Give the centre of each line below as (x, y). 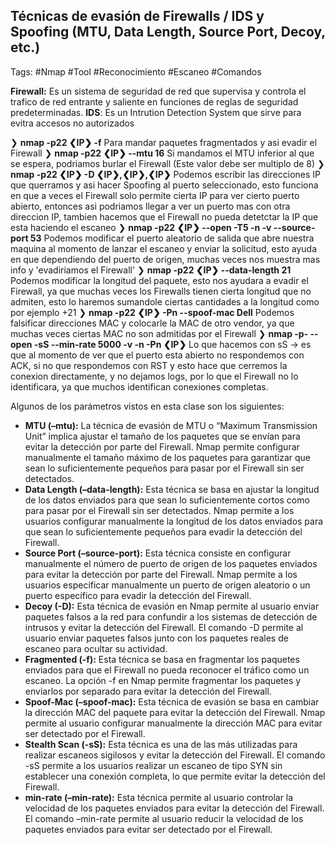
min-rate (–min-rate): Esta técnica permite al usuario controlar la (159, 797)
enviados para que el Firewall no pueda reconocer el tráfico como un (167, 670)
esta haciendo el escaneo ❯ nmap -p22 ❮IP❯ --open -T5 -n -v (141, 227)
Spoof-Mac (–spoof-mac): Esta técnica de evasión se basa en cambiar (172, 701)
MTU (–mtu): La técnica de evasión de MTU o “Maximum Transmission (171, 425)
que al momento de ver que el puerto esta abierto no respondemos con (157, 355)
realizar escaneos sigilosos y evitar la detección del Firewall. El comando (175, 755)
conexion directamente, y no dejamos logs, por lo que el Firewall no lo (154, 376)
